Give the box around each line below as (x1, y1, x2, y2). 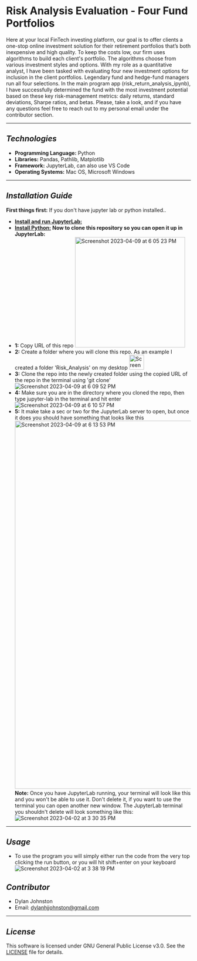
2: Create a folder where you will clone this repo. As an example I (14, 348, 172, 355)
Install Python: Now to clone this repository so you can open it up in (14, 224, 183, 231)
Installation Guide (6, 191, 73, 201)
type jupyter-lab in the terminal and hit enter (14, 395, 121, 402)
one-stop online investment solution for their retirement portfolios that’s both (6, 42, 191, 49)
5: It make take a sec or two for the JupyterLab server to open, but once (14, 407, 189, 415)
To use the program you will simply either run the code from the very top (14, 853, 191, 860)
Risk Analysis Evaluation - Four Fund (6, 4, 188, 18)
